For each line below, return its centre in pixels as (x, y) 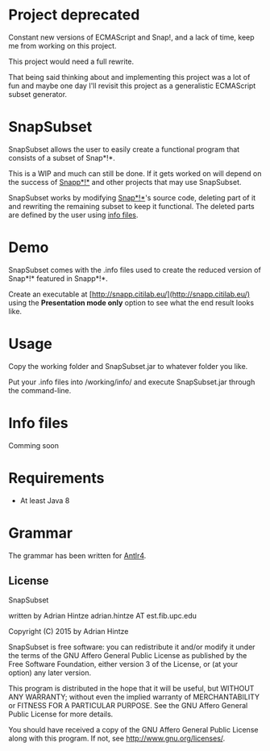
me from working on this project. (62, 45)
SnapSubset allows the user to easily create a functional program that (124, 149)
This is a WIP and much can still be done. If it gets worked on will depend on (135, 173)
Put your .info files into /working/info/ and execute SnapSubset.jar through (132, 382)
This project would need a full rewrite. (71, 61)
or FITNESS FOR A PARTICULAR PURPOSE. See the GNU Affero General (128, 706)
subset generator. (37, 94)
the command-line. (40, 390)
